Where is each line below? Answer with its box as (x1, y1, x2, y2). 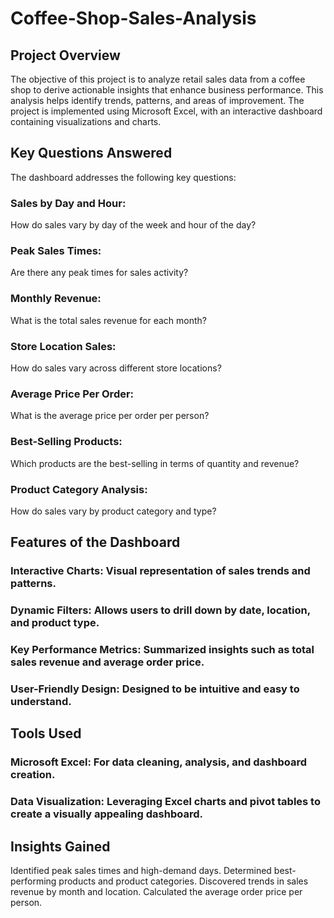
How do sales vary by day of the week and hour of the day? (10, 219, 257, 231)
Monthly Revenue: (10, 292, 102, 306)
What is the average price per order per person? (10, 410, 210, 422)
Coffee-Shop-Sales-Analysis (10, 7, 257, 30)
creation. (10, 768, 56, 782)
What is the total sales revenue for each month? (10, 314, 207, 326)
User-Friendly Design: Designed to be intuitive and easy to (10, 682, 300, 696)
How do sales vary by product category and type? (10, 505, 217, 517)
